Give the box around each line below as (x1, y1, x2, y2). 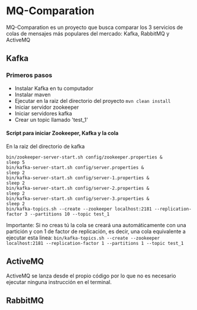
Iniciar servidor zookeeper (14, 104, 79, 111)
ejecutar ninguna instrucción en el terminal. (6, 278, 112, 285)
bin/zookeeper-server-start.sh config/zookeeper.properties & (6, 154, 163, 160)
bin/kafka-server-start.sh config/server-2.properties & (6, 185, 150, 191)
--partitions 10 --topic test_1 (30, 211, 110, 217)
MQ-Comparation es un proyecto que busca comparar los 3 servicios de (6, 24, 183, 31)
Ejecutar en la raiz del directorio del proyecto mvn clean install (14, 97, 171, 104)
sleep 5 (6, 159, 25, 165)
